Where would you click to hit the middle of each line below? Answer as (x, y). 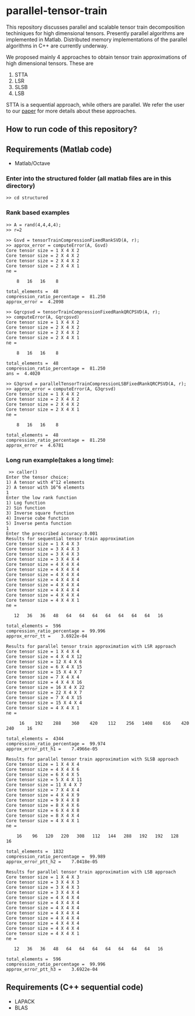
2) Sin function (26, 508)
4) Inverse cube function (37, 519)
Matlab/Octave (32, 163)
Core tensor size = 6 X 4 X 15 (44, 667)
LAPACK (25, 1001)
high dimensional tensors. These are (50, 63)
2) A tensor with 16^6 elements (45, 487)
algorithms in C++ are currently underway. (57, 46)
